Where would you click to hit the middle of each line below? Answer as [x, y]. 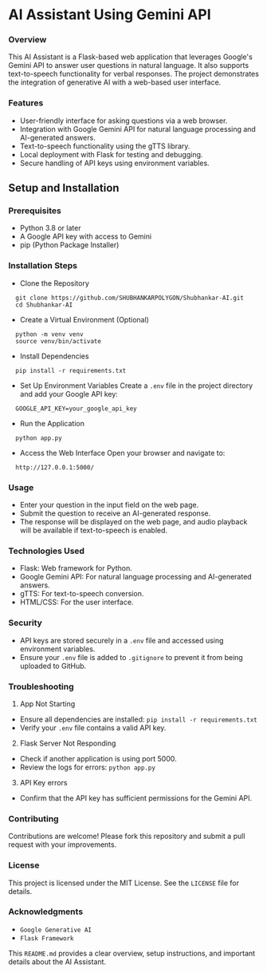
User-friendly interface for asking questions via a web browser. [124, 121]
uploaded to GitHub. [53, 666]
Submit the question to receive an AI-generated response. [115, 513]
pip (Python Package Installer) [69, 245]
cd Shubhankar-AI [44, 305]
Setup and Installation [64, 188]
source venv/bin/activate [59, 341]
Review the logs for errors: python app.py [87, 767]
